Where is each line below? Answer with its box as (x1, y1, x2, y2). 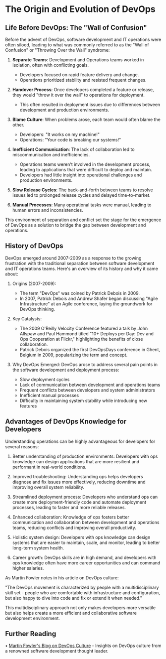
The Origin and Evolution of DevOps (5, 3, 156, 15)
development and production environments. (19, 107, 110, 113)
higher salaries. (12, 565, 44, 571)
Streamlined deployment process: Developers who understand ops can (12, 494, 158, 500)
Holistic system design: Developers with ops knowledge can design (12, 534, 151, 540)
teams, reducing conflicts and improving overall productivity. (12, 525, 136, 530)
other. (12, 122, 25, 128)
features (19, 402, 37, 409)
